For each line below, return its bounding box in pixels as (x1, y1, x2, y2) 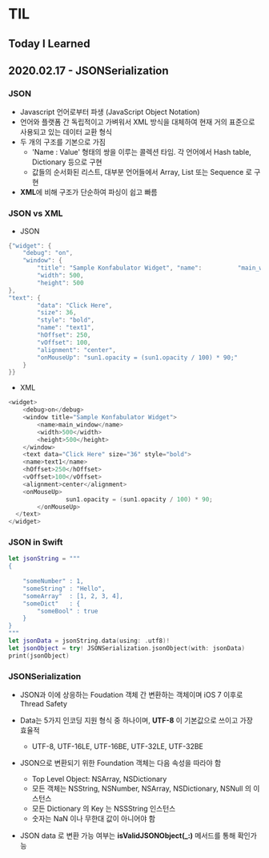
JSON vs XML (8, 208, 63, 219)
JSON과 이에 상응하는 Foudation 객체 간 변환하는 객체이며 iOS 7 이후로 (19, 690, 243, 700)
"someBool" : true (37, 607, 98, 615)
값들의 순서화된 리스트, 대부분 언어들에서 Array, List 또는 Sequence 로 (31, 168, 252, 177)
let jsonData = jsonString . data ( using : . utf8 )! (8, 637, 171, 646)
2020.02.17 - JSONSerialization (8, 63, 170, 77)
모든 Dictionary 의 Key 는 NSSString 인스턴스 (31, 803, 176, 814)
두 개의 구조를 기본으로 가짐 (19, 137, 106, 147)
